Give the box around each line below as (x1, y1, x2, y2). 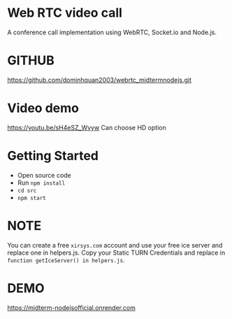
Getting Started (7, 148, 99, 164)
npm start (17, 194, 47, 201)
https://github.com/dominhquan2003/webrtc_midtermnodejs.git (7, 76, 192, 84)
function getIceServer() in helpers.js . (7, 255, 125, 264)
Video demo (7, 100, 79, 116)
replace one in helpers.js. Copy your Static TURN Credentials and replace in (7, 248, 226, 257)
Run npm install (17, 178, 66, 187)
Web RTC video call (7, 5, 122, 21)
